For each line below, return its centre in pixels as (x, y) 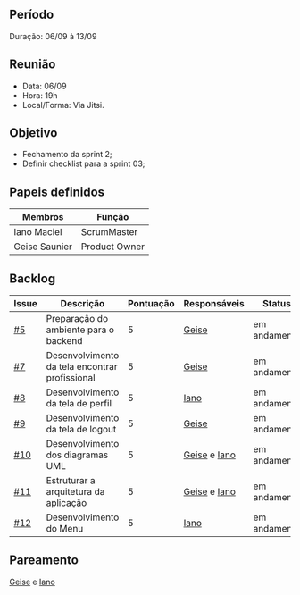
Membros (43, 217)
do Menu (65, 529)
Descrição (83, 304)
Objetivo (33, 133)
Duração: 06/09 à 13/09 (53, 36)
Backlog (33, 278)
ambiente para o (80, 330)
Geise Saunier (43, 247)
